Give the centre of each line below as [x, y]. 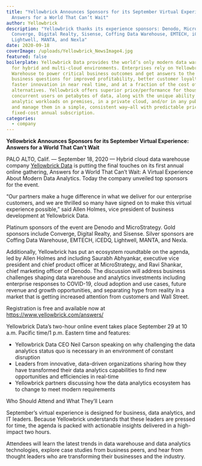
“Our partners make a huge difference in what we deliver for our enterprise [99, 197]
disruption [27, 357]
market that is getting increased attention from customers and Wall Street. [98, 297]
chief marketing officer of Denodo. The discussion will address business [96, 271]
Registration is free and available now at [56, 309]
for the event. [23, 185]
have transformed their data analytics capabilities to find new [91, 370]
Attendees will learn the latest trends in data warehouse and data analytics [99, 444]
